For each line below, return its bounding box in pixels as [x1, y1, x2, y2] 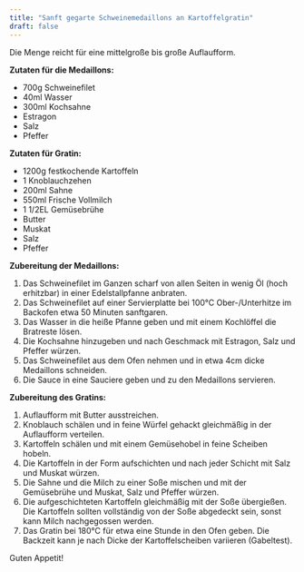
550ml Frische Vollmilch [22, 194, 113, 205]
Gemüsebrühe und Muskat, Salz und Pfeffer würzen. [22, 487, 220, 498]
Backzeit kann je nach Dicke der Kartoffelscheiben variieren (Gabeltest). [22, 535, 293, 546]
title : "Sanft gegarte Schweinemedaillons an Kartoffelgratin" [9, 13, 254, 23]
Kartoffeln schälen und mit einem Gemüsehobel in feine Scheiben [22, 438, 268, 449]
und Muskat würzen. [22, 467, 100, 478]
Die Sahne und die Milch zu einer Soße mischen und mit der [22, 477, 247, 488]
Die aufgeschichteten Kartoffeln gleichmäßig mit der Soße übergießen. [22, 496, 288, 507]
